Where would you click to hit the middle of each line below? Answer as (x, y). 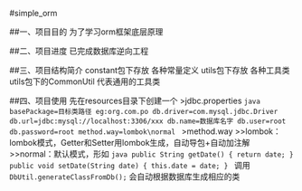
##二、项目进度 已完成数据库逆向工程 (79, 51)
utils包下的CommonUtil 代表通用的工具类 (85, 81)
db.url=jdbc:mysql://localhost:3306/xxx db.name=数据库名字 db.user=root (148, 121)
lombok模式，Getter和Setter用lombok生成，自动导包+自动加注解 (130, 143)
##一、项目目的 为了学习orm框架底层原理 (86, 32)
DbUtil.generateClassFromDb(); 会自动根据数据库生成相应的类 (125, 177)
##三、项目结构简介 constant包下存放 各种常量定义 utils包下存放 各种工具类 (150, 70)
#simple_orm (33, 13)
